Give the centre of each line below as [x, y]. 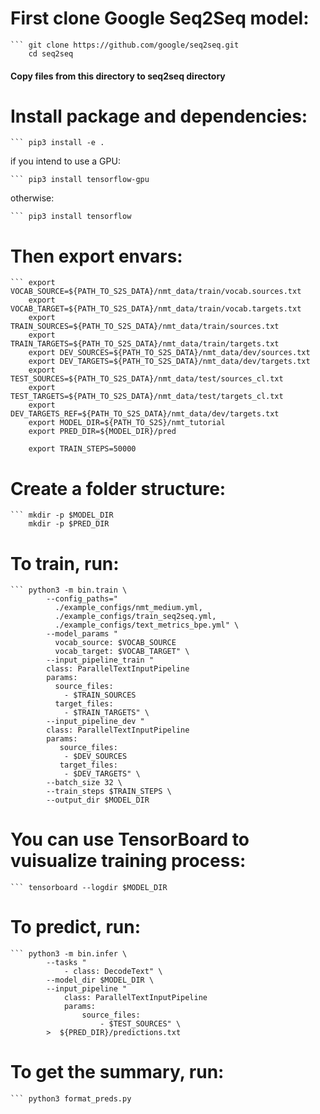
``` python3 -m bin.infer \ [69, 954]
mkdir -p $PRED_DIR [69, 524]
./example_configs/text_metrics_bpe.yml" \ [147, 625]
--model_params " [82, 634]
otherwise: [32, 198]
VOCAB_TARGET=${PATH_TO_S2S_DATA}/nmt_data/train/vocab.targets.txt [156, 309]
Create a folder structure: [118, 488]
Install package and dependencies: [159, 116]
